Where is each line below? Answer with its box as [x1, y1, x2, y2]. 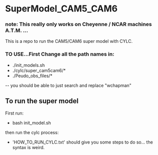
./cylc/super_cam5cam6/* [12, 67, 66, 73]
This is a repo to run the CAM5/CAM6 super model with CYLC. [5, 38, 133, 44]
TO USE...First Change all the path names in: [5, 51, 115, 58]
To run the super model [5, 97, 79, 105]
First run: [5, 110, 24, 116]
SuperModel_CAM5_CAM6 [5, 3, 118, 14]
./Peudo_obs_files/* [12, 73, 53, 79]
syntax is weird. [12, 144, 45, 150]
